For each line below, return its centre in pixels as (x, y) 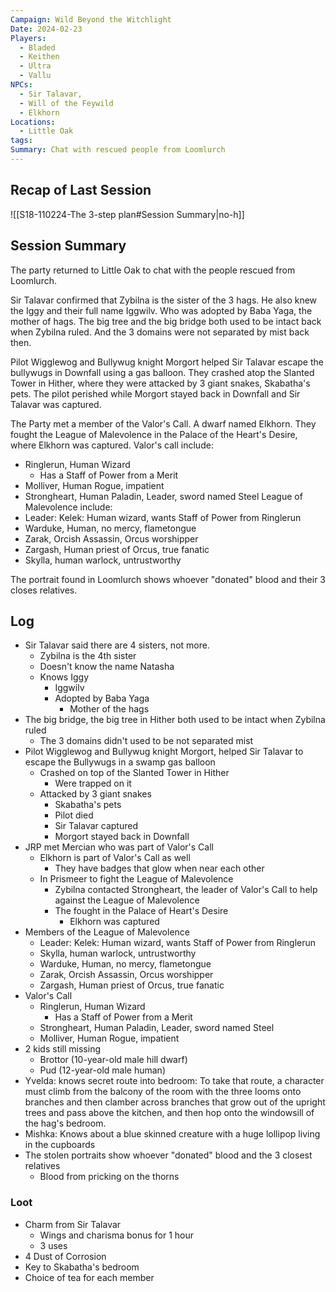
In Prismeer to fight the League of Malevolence (136, 879)
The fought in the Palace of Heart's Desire (141, 911)
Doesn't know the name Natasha (107, 667)
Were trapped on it (93, 783)
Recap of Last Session (81, 190)
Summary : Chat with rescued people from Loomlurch (118, 150)
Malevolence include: (68, 507)
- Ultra (35, 66)
